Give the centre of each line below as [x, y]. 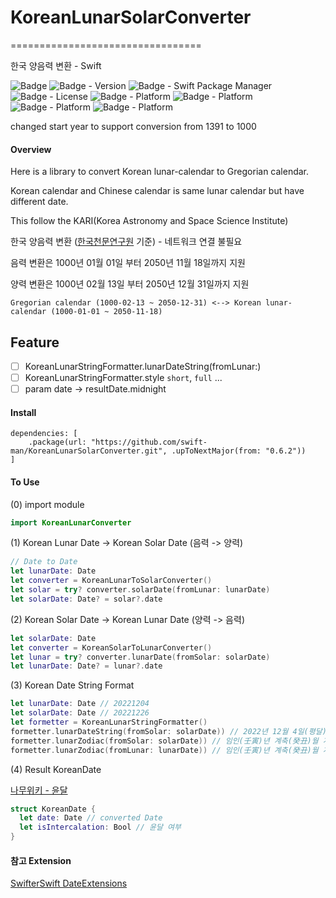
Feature [35, 342]
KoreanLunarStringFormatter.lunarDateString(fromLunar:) [143, 366]
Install [23, 412]
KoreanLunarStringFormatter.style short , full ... [123, 378]
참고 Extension [41, 860]
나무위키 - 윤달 [39, 790]
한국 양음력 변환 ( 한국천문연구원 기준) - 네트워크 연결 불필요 [126, 242]
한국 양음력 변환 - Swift [56, 65]
